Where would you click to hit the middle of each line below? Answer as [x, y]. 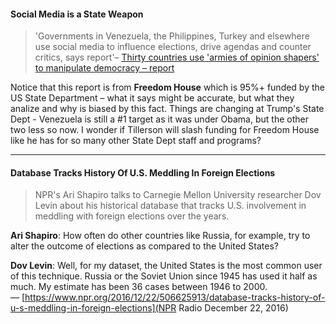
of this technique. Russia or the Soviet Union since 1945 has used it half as [164, 276]
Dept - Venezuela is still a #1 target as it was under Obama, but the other [159, 119]
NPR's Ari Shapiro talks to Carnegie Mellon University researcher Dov [178, 195]
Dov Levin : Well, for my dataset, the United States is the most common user [166, 266]
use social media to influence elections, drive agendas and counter [173, 47]
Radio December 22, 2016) [233, 308]
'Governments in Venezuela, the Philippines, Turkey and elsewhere [172, 36]
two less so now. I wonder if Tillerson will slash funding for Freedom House [165, 130]
